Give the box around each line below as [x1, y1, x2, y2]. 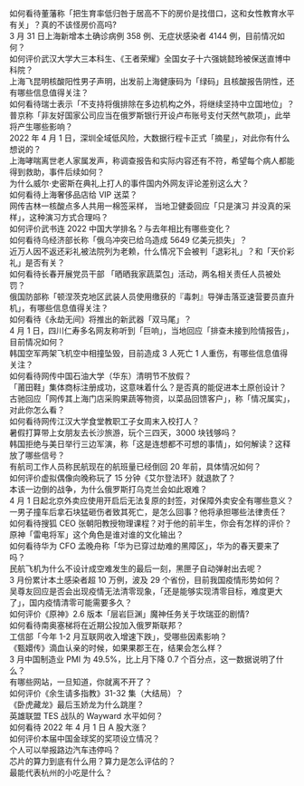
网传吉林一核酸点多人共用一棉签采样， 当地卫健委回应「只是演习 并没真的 [9, 200, 283, 211]
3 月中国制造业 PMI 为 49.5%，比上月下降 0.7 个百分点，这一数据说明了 [9, 654, 277, 665]
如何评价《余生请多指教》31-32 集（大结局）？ [9, 688, 184, 698]
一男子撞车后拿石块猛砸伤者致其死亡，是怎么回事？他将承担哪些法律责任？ [9, 507, 287, 517]
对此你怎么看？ [9, 404, 65, 415]
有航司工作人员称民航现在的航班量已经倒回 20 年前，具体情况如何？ [9, 461, 262, 471]
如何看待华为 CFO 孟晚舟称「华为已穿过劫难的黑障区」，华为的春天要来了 [9, 540, 280, 551]
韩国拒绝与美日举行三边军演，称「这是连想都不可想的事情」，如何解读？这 [9, 439, 283, 449]
